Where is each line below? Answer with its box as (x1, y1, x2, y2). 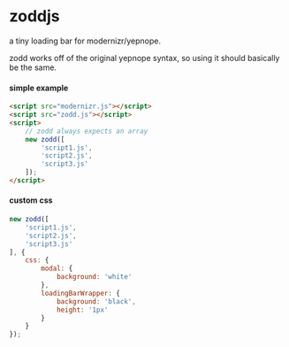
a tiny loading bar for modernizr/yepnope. (9, 35, 162, 46)
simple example (9, 82, 69, 93)
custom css (9, 195, 53, 205)
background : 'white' (56, 273, 133, 281)
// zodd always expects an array (25, 127, 148, 135)
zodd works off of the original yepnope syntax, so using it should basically (9, 52, 280, 63)
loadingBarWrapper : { (41, 289, 121, 297)
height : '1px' (56, 305, 109, 314)
